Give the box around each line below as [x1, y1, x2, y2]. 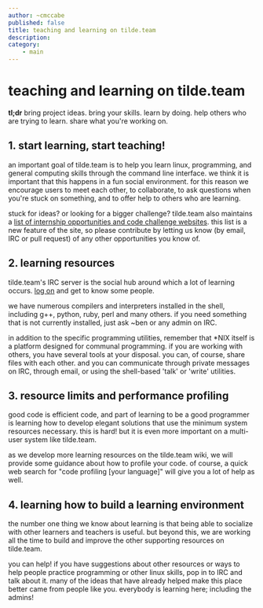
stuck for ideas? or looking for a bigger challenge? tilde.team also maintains [8, 208, 253, 218]
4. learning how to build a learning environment [8, 498, 245, 511]
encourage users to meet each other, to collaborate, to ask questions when [8, 185, 251, 194]
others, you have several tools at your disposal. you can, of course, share [8, 349, 246, 359]
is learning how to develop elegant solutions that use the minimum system [8, 418, 248, 428]
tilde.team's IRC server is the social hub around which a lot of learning [8, 277, 236, 287]
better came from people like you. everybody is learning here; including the [8, 584, 252, 594]
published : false [8, 19, 65, 27]
